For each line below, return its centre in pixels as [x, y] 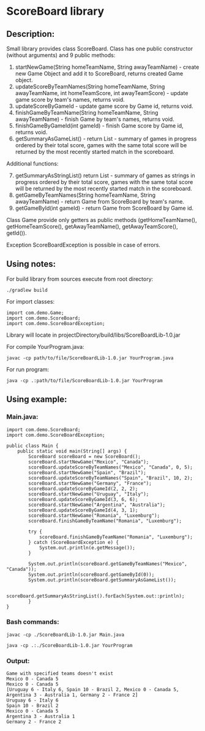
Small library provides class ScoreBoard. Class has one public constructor [100, 48]
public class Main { [33, 446]
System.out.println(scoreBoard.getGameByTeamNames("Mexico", [108, 564]
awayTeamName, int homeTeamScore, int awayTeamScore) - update [102, 93]
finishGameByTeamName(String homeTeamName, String [87, 113]
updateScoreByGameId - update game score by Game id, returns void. [104, 106]
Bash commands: [33, 622]
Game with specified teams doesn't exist [60, 674]
